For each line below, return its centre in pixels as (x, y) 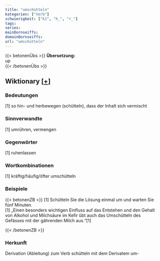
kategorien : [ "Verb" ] (27, 14)
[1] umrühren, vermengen (31, 129)
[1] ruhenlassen (21, 153)
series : (13, 28)
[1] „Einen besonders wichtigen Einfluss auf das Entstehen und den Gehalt (80, 210)
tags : (11, 23)
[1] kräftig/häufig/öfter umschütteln (40, 176)
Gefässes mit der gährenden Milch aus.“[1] (48, 220)
